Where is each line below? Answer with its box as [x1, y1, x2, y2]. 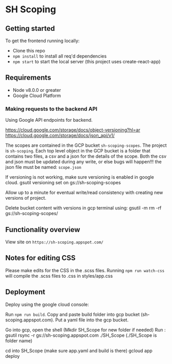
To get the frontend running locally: [5, 37, 80, 44]
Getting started [5, 24, 55, 33]
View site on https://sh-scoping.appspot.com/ [5, 239, 104, 245]
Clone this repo [12, 48, 45, 53]
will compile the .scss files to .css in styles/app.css [5, 273, 113, 279]
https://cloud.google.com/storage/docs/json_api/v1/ [5, 132, 115, 139]
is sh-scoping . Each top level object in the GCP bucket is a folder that [5, 148, 150, 154]
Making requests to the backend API [5, 105, 98, 112]
